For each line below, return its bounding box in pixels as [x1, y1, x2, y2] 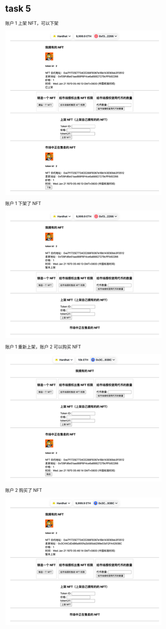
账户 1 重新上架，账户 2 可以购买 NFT [5, 344, 81, 350]
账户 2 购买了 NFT [5, 487, 42, 493]
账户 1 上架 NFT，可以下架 [5, 20, 59, 26]
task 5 [5, 3, 31, 14]
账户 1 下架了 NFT [5, 201, 41, 207]
